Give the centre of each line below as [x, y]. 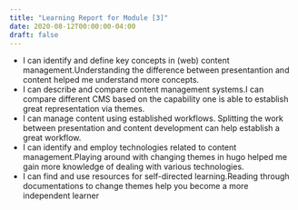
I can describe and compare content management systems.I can [143, 90]
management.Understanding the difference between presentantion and [156, 70]
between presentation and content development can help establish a [151, 128]
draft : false [34, 35]
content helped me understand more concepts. [111, 80]
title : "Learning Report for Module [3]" [89, 18]
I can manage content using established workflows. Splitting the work [153, 118]
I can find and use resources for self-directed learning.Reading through [156, 176]
